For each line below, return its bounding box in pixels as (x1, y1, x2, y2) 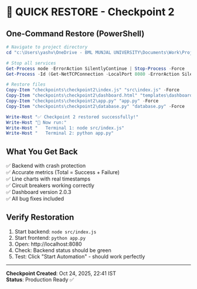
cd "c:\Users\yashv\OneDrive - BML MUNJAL (6, 49, 111, 55)
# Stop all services (6, 60, 57, 66)
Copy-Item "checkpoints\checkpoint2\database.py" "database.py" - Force (6, 103, 185, 109)
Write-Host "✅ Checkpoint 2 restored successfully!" (6, 114, 139, 120)
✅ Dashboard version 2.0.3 (6, 189, 72, 196)
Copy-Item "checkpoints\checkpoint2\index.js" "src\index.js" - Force (6, 87, 180, 93)
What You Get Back (6, 147, 78, 157)
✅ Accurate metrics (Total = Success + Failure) (6, 169, 120, 176)
